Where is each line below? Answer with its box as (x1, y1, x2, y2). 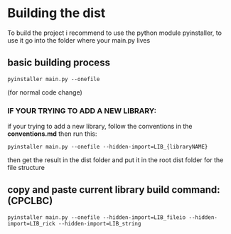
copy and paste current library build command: (7, 184, 220, 196)
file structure (7, 164, 45, 172)
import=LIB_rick (7, 220, 55, 227)
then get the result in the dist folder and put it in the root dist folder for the (7, 156, 224, 164)
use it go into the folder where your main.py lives (7, 36, 151, 44)
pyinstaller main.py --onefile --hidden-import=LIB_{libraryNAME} (7, 144, 208, 151)
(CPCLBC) (7, 195, 53, 207)
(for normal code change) (7, 87, 83, 97)
